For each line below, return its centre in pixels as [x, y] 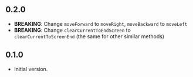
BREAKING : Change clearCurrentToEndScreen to [72, 30]
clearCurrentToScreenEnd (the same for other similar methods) [89, 36]
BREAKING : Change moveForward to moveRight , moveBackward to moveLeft [101, 24]
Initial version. [31, 69]
